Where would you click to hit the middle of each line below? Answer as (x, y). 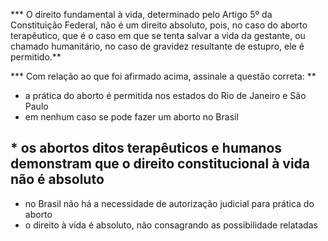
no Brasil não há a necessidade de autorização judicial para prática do (169, 203)
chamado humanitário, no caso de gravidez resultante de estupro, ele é (157, 46)
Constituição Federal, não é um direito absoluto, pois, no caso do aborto (159, 25)
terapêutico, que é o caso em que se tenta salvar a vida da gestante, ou (158, 35)
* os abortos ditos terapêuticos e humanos (146, 148)
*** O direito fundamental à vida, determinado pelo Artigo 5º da (141, 14)
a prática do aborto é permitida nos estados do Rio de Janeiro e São (165, 95)
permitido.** (36, 57)
